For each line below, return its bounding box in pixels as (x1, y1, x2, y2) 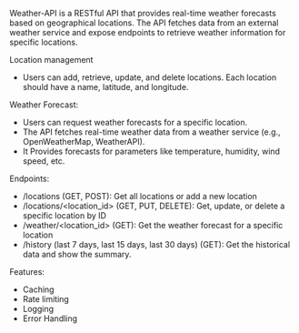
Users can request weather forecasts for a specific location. (22, 117, 248, 127)
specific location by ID (22, 210, 107, 221)
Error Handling (22, 313, 78, 324)
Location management (9, 55, 94, 65)
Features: (9, 267, 45, 277)
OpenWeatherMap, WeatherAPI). (22, 136, 145, 146)
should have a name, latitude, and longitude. (22, 82, 189, 92)
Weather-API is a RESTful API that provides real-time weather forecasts (9, 8, 277, 18)
